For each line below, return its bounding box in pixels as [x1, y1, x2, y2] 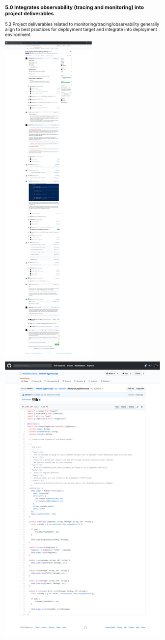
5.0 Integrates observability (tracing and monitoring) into [5, 4, 144, 11]
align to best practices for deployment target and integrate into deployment [5, 27, 157, 32]
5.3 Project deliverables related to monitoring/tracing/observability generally [5, 21, 160, 27]
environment [5, 31, 31, 38]
